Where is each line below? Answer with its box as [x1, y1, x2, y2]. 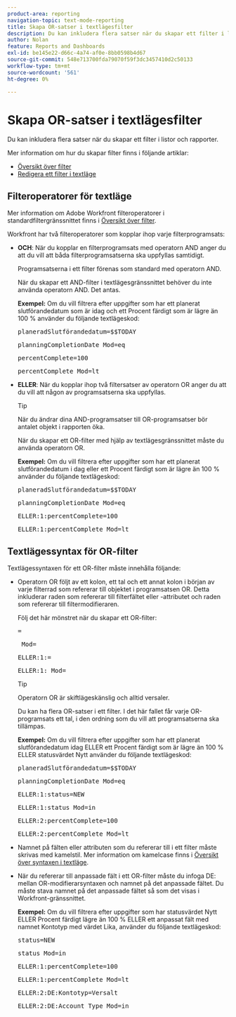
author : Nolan [7, 37, 49, 44]
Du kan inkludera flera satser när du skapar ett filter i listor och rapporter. [7, 135, 219, 144]
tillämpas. [17, 721, 46, 730]
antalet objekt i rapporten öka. [17, 423, 105, 431]
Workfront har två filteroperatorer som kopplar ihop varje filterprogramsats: [7, 230, 225, 239]
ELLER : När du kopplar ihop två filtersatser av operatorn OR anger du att [17, 381, 227, 389]
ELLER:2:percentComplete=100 [17, 816, 118, 825]
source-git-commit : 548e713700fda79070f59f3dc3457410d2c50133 [7, 56, 193, 63]
